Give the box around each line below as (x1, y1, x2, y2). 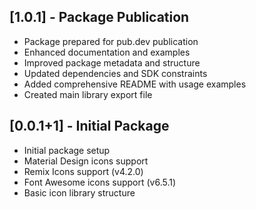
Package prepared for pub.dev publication (23, 35, 199, 47)
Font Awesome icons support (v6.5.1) (23, 176, 177, 188)
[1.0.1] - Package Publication (9, 9, 190, 26)
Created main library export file (23, 88, 153, 100)
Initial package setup (23, 144, 111, 156)
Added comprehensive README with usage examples (23, 78, 247, 90)
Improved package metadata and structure (23, 56, 201, 69)
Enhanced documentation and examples (23, 46, 191, 58)
